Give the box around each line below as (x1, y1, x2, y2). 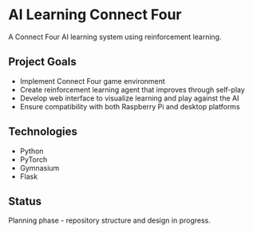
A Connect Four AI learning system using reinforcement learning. (8, 32, 222, 41)
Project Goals (8, 55, 77, 69)
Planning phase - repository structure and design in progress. (8, 215, 211, 225)
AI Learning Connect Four (8, 6, 182, 24)
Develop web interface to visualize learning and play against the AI (19, 93, 239, 103)
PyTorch (19, 154, 48, 164)
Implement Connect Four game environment (19, 76, 165, 85)
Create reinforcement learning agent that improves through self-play (19, 85, 245, 94)
